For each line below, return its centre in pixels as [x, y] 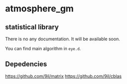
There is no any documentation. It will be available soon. [63, 39]
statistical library [32, 27]
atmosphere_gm [39, 9]
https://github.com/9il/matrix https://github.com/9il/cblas [63, 76]
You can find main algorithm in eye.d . [43, 48]
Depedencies [26, 64]
